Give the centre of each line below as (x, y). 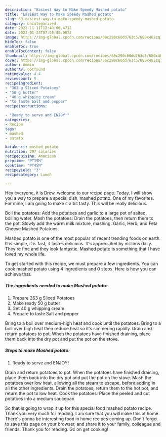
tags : (11, 129)
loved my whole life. (25, 254)
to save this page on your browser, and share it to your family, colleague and (83, 424)
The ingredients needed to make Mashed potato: (56, 285)
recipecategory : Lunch (28, 175)
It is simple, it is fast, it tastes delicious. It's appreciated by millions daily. (79, 244)
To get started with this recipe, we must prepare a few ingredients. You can (82, 264)
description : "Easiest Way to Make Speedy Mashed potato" (66, 10)
